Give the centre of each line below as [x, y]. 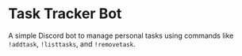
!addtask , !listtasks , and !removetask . [72, 43]
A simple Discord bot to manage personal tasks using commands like [121, 35]
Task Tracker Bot [65, 14]
